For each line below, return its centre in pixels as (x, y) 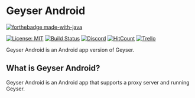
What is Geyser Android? (53, 68)
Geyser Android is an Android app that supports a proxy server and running (98, 82)
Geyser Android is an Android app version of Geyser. (70, 50)
